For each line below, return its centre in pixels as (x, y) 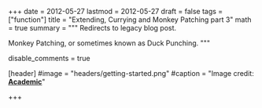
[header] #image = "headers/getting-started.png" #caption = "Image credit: (131, 73)
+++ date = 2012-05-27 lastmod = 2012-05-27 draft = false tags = (116, 11)
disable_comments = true (49, 58)
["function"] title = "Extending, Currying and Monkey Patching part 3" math (130, 20)
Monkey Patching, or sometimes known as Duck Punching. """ (109, 43)
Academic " (27, 82)
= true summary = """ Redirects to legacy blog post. (92, 28)
